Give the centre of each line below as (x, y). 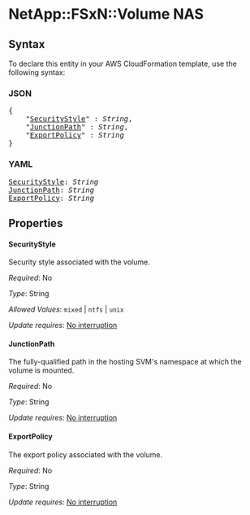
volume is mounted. (41, 370)
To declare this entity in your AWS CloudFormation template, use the (123, 63)
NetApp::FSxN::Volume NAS (106, 14)
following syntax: (37, 72)
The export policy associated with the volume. (86, 454)
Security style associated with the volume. (79, 262)
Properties (36, 223)
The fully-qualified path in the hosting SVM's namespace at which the (125, 362)
